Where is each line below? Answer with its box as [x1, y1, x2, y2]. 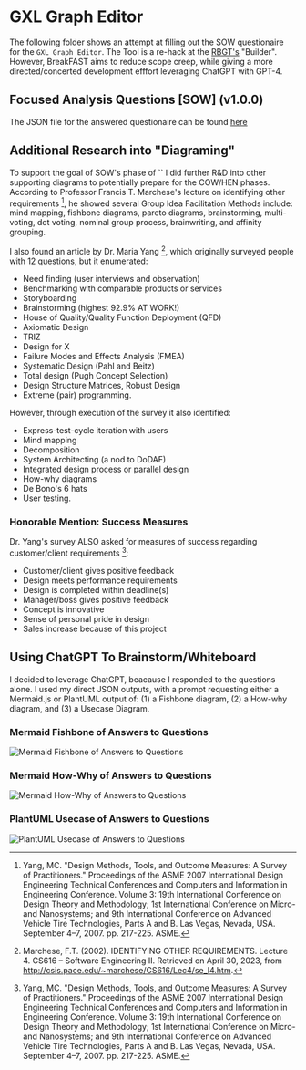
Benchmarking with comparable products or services [22, 283, 223, 294]
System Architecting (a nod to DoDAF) [22, 453, 167, 464]
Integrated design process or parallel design [22, 463, 189, 474]
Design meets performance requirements [22, 575, 178, 586]
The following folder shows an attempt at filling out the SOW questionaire [9, 36, 284, 47]
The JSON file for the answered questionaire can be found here [9, 116, 248, 127]
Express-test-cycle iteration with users [22, 424, 168, 435]
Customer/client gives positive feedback [22, 565, 175, 576]
